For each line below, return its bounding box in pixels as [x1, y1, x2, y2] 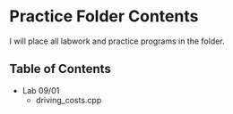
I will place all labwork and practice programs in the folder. [9, 36, 226, 46]
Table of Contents [9, 61, 112, 77]
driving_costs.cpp [35, 94, 102, 105]
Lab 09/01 [22, 85, 60, 95]
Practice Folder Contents [9, 6, 199, 27]
